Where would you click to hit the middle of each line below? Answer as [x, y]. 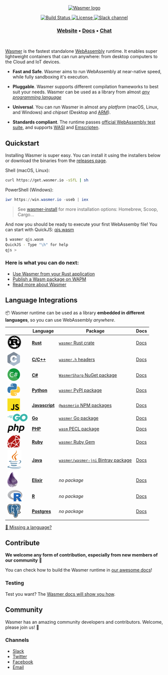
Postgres [41, 511]
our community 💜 [24, 560]
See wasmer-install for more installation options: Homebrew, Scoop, [88, 209]
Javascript [43, 406]
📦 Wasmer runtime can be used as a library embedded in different [75, 313]
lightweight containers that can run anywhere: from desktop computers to [81, 57]
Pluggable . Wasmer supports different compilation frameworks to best [86, 87]
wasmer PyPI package [80, 390]
